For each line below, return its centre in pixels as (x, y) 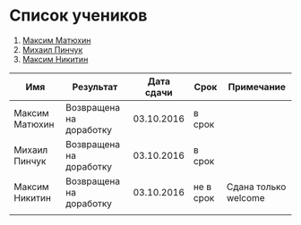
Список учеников (78, 16)
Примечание (257, 87)
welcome (246, 197)
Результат (95, 87)
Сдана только (257, 187)
